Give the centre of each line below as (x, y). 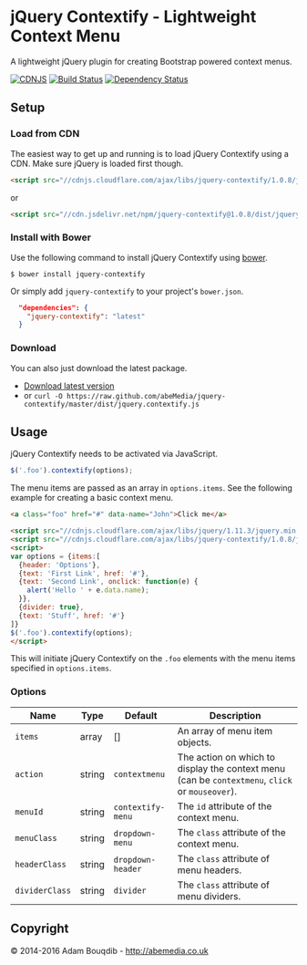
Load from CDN (45, 134)
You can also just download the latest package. (99, 368)
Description (235, 715)
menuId (29, 812)
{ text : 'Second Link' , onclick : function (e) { (108, 582)
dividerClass (43, 890)
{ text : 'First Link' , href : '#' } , (84, 573)
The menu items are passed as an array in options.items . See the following (151, 488)
